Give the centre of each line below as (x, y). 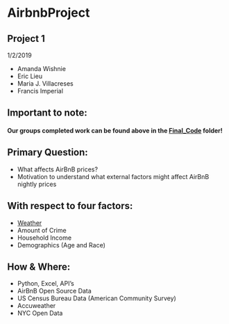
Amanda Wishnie (41, 69)
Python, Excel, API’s (45, 284)
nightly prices (37, 184)
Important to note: (48, 113)
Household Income (44, 238)
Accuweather (36, 306)
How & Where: (39, 267)
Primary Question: (48, 152)
